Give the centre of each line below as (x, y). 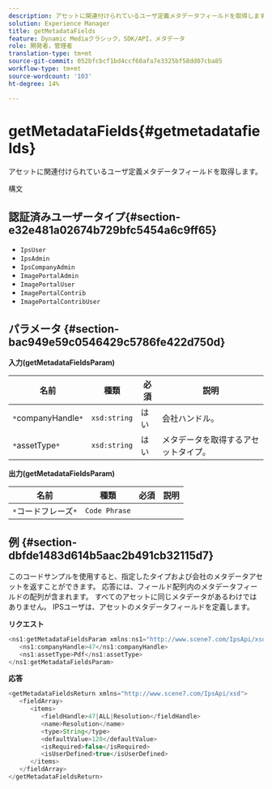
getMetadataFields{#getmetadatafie (134, 131)
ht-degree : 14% (34, 84)
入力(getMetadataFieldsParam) (62, 362)
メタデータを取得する (202, 440)
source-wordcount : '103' (50, 76)
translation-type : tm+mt (50, 54)
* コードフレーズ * (45, 512)
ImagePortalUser (47, 285)
